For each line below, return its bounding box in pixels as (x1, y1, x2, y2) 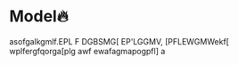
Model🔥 (9, 6, 69, 27)
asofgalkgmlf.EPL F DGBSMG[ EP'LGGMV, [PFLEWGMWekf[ (9, 36, 230, 46)
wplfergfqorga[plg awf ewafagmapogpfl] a (9, 45, 166, 56)
